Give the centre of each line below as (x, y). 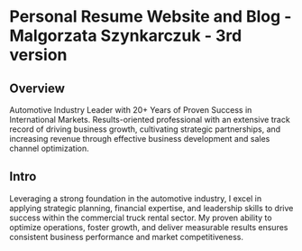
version (38, 55)
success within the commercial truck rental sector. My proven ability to (141, 218)
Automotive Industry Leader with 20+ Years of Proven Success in (131, 110)
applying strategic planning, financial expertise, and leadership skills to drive (151, 208)
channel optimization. (50, 148)
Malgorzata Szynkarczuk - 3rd (126, 36)
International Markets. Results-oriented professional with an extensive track (150, 120)
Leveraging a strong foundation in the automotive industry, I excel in (136, 198)
